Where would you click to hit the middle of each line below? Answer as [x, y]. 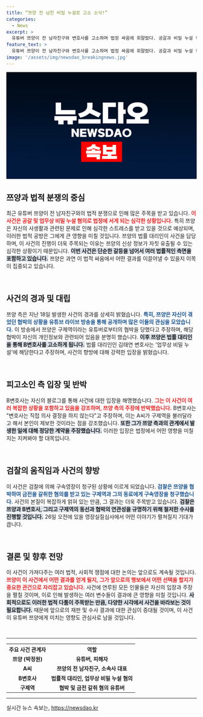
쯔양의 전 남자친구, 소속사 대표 [92, 669]
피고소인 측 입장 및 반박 [47, 384]
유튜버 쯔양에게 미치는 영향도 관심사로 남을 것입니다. [74, 618]
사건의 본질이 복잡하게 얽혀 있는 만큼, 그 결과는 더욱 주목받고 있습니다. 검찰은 [104, 501]
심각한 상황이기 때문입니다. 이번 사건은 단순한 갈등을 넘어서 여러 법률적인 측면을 [99, 251]
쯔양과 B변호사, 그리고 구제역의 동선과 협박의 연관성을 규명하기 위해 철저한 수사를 [100, 509]
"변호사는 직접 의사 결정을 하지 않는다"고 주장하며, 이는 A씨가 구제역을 [89, 415]
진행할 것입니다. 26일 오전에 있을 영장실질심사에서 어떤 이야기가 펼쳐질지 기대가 [100, 516]
